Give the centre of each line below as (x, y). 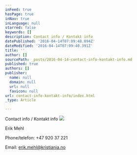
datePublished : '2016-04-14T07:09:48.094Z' (50, 41)
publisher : (16, 73)
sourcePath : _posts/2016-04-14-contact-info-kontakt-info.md (69, 59)
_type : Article (21, 100)
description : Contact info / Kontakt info (49, 37)
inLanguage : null (23, 23)
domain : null (23, 82)
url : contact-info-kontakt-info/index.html (50, 96)
